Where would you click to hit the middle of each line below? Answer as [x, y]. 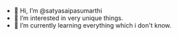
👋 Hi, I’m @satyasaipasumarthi [58, 11]
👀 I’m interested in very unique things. [69, 18]
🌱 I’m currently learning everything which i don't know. [93, 25]
